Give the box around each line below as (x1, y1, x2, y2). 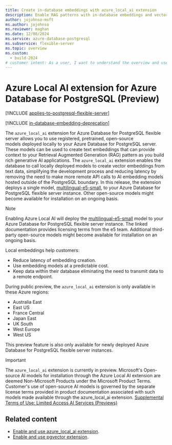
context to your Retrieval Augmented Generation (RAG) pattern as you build (5, 152, 164, 158)
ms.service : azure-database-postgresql (5, 36, 91, 42)
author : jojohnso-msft (5, 17, 54, 22)
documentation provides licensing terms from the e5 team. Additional (5, 227, 152, 233)
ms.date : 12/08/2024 (5, 31, 50, 36)
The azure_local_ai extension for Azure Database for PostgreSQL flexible (5, 130, 161, 136)
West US (12, 332, 32, 338)
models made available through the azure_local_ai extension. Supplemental (5, 394, 164, 401)
